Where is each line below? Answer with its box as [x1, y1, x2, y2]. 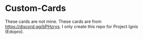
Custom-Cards [5, 3, 66, 14]
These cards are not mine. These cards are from [5, 19, 102, 24]
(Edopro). [5, 29, 24, 34]
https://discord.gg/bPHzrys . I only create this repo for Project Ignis [5, 23, 138, 29]
